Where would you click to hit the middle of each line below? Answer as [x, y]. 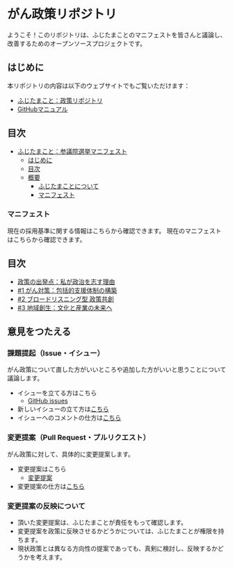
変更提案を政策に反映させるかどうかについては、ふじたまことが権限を [118, 531]
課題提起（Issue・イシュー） [56, 353]
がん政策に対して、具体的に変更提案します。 [71, 454]
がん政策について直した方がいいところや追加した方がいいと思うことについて [117, 370]
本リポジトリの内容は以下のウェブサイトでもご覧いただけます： [98, 86]
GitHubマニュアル [42, 109]
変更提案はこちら [42, 469]
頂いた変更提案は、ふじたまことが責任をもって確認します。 [102, 522]
